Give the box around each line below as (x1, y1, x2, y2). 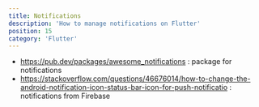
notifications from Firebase (19, 91, 111, 101)
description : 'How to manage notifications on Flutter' (8, 19, 201, 28)
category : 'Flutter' (8, 34, 79, 43)
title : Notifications (8, 11, 82, 20)
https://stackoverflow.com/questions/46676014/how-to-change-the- (19, 74, 251, 83)
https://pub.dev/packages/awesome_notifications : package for (19, 57, 232, 66)
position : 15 (8, 27, 53, 35)
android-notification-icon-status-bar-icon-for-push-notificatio (19, 83, 228, 92)
